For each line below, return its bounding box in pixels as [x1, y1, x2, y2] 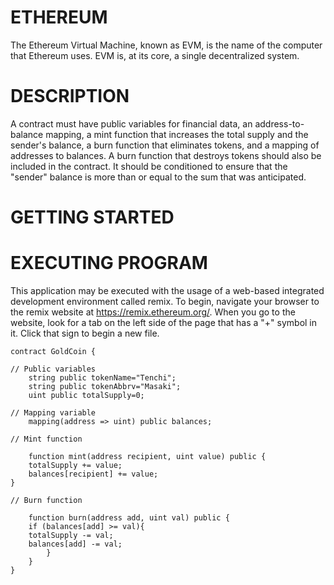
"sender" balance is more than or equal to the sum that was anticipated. [10, 171, 307, 183]
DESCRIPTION [10, 85, 130, 108]
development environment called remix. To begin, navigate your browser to [10, 296, 320, 307]
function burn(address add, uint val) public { [28, 513, 230, 523]
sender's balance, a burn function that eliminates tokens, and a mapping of [10, 139, 320, 151]
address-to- [254, 117, 305, 130]
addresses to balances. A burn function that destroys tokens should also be [10, 149, 322, 161]
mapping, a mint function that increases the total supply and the [45, 128, 309, 140]
